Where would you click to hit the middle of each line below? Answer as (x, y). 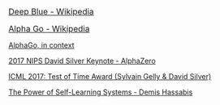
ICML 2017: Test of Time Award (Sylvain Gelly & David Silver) (110, 76)
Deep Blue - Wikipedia (52, 12)
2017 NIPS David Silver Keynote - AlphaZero (82, 61)
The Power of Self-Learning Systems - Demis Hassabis (101, 92)
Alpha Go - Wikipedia (49, 29)
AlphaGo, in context (41, 45)
